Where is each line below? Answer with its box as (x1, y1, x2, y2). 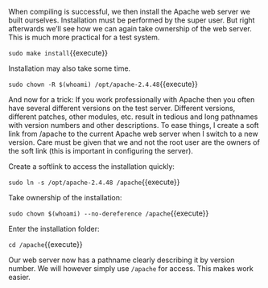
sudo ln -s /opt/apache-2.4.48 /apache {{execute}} (8, 177, 180, 187)
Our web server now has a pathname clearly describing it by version (8, 255, 235, 265)
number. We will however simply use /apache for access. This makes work (8, 264, 254, 273)
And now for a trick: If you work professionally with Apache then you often (8, 95, 255, 104)
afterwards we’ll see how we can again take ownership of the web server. (8, 24, 252, 33)
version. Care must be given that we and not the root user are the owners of (8, 138, 260, 147)
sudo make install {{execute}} (8, 48, 109, 57)
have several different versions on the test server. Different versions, (8, 104, 236, 113)
